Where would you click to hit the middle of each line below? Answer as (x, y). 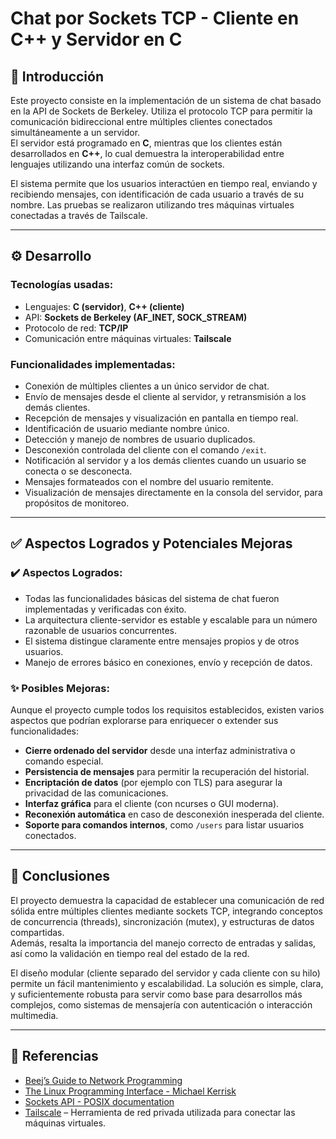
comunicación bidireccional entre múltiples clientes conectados (141, 121)
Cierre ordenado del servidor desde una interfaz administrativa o (160, 750)
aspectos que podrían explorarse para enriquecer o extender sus (144, 720)
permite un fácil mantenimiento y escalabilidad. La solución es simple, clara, (167, 983)
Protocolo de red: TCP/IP (76, 328)
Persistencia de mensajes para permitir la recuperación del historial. (167, 771)
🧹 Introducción (57, 76)
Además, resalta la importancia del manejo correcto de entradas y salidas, (163, 943)
